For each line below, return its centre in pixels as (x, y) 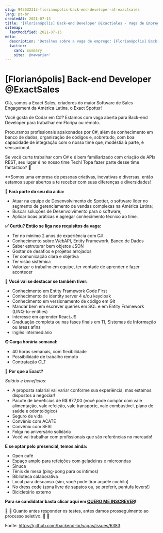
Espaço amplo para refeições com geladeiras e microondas (71, 461)
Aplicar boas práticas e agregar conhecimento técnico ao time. (75, 217)
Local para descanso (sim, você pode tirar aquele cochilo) (70, 482)
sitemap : (14, 28)
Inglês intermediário (32, 333)
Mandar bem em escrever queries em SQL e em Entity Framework (78, 306)
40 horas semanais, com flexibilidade (49, 352)
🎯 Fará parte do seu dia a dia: (35, 192)
